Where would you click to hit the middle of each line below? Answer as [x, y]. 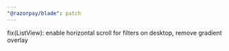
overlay [18, 40]
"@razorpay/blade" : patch [44, 13]
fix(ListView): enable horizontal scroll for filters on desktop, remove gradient [114, 33]
